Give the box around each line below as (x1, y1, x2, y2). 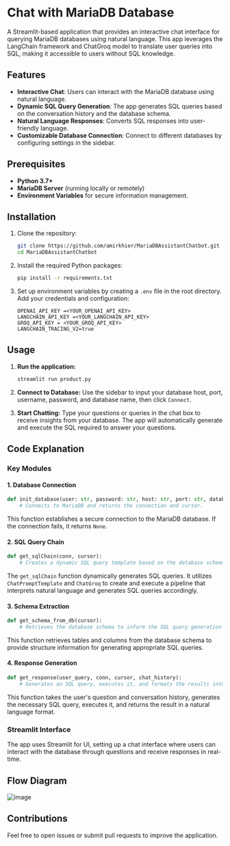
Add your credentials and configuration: (16, 294, 130, 303)
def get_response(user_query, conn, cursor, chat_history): (7, 674, 183, 681)
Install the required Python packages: (16, 261, 123, 270)
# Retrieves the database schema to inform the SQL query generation (19, 623, 222, 631)
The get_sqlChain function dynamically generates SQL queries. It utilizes (7, 572, 212, 580)
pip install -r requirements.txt (16, 274, 113, 282)
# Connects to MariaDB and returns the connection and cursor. (19, 502, 204, 509)
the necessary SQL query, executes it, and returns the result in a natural (7, 700, 210, 708)
